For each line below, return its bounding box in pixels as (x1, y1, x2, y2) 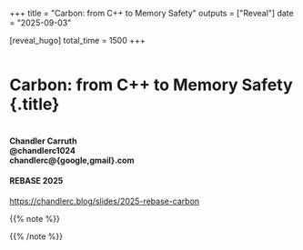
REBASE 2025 (9, 175, 64, 186)
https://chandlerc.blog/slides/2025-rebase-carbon (9, 195, 200, 206)
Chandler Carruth (9, 135, 77, 146)
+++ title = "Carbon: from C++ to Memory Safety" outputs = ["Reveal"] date (9, 8, 294, 18)
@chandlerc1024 (9, 145, 76, 155)
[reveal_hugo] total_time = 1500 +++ (9, 35, 146, 45)
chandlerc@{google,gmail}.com (9, 155, 135, 165)
